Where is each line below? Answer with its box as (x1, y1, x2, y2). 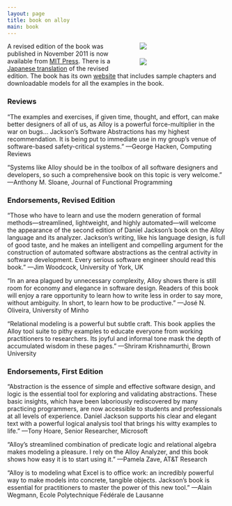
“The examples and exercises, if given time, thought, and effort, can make (7, 112, 219, 121)
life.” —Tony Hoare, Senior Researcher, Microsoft (7, 427, 148, 436)
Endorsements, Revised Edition (7, 195, 116, 205)
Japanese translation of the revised (7, 64, 109, 73)
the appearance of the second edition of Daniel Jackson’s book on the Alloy (7, 226, 225, 234)
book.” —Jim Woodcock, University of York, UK (7, 263, 144, 271)
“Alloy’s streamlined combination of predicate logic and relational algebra (7, 440, 217, 449)
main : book (7, 23, 39, 30)
